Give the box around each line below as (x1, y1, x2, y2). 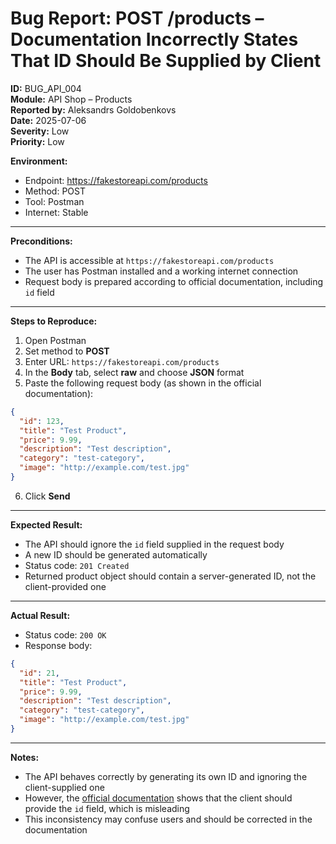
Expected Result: (10, 518, 83, 531)
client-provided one (24, 580, 107, 592)
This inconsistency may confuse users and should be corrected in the (24, 813, 313, 825)
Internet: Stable (24, 206, 89, 218)
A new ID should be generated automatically (24, 548, 208, 561)
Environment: (10, 155, 68, 167)
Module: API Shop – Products (10, 93, 133, 105)
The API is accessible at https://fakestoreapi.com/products (24, 254, 275, 266)
